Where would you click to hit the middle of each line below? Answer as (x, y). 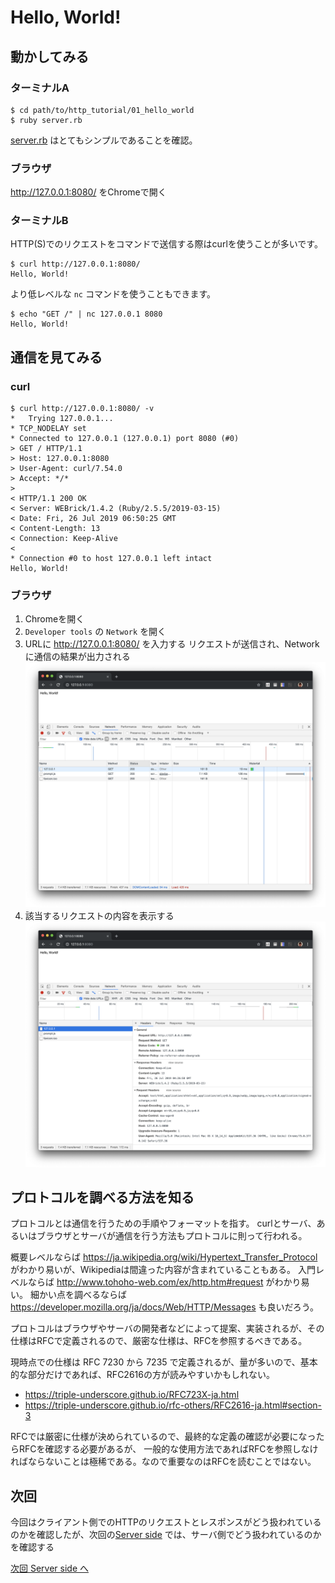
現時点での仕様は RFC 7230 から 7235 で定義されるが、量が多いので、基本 (164, 1362)
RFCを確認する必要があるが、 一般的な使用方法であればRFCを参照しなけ (168, 1449)
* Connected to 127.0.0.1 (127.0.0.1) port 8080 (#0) (125, 439)
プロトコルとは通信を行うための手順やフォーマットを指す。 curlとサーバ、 (163, 1223)
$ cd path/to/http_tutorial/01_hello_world (102, 110)
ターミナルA (40, 88)
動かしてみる (50, 56)
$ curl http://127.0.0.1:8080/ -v (82, 409)
